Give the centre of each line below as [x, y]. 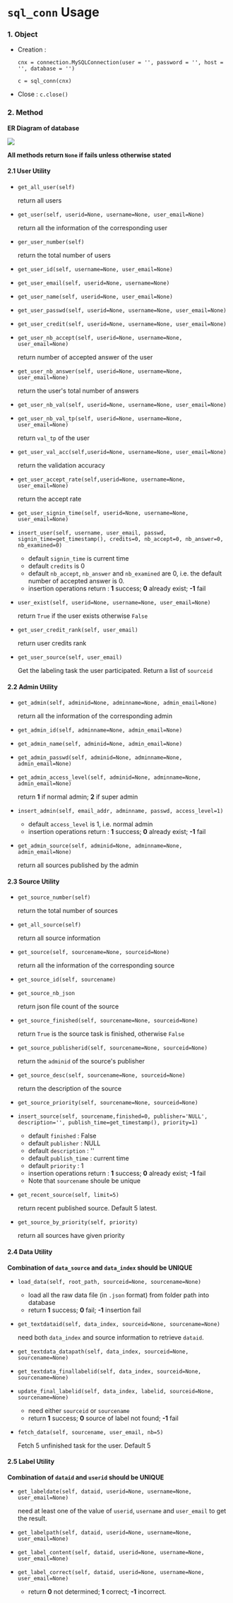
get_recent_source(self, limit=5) [68, 1195]
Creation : [32, 49]
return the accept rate [49, 499]
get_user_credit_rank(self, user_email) [78, 630]
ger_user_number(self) [51, 242]
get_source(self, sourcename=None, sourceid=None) [94, 953]
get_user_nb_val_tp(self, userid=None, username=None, [100, 418]
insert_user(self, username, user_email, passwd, [92, 533]
